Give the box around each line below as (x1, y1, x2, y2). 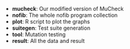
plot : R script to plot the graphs (11, 18, 90, 25)
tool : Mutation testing (11, 31, 66, 38)
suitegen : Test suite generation (11, 24, 91, 31)
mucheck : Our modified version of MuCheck (11, 5, 124, 12)
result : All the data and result (11, 38, 85, 44)
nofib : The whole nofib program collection (11, 11, 118, 19)
